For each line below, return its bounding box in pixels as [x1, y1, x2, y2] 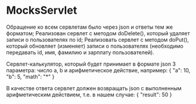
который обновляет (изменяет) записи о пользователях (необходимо [6, 42, 183, 50]
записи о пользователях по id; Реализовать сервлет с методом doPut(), [6, 36, 189, 43]
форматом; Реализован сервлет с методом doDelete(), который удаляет [6, 29, 191, 36]
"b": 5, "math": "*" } [6, 73, 55, 80]
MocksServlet [6, 4, 77, 17]
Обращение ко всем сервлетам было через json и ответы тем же [6, 23, 173, 30]
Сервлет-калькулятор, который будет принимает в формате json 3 [6, 60, 176, 68]
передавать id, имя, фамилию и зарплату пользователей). [6, 48, 155, 56]
